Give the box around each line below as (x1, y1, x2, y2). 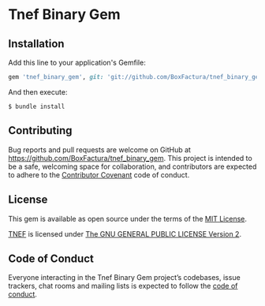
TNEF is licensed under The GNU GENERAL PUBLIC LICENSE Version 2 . (8, 229, 242, 238)
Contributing (8, 124, 73, 137)
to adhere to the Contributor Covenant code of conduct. (8, 170, 190, 179)
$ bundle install (8, 103, 65, 110)
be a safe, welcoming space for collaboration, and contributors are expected (8, 162, 257, 171)
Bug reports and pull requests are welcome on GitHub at (8, 144, 192, 155)
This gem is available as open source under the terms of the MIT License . (8, 214, 247, 223)
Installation (8, 37, 65, 50)
